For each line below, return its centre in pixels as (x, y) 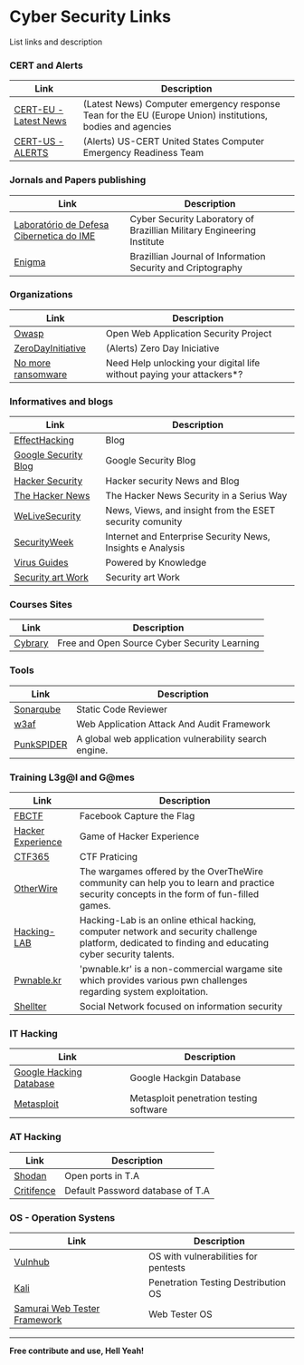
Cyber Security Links (90, 17)
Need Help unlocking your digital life (183, 363)
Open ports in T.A (102, 1175)
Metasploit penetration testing (194, 1098)
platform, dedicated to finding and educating (175, 943)
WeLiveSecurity (47, 516)
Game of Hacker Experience (140, 836)
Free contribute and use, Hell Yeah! (77, 1350)
